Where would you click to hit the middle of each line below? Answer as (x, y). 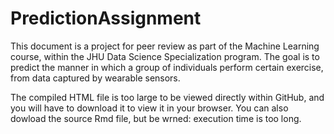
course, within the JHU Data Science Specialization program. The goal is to (165, 56)
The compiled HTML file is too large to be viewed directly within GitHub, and (167, 97)
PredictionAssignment (106, 18)
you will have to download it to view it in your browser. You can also (149, 108)
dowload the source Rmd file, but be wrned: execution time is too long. (156, 118)
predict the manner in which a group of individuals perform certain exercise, (167, 67)
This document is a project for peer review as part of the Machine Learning (165, 46)
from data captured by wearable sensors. (95, 78)
